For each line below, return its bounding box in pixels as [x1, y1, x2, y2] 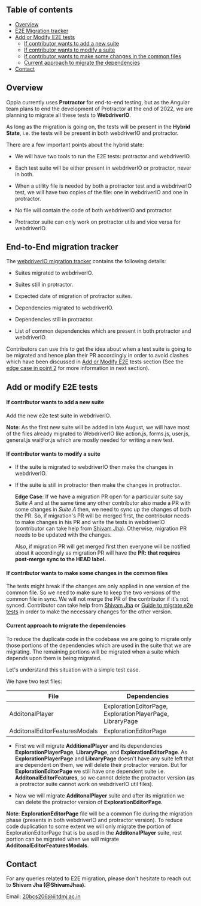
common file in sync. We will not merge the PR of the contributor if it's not [6, 595, 188, 603]
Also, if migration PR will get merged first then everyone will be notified [14, 543, 190, 550]
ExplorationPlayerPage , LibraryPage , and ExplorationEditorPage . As [14, 748, 187, 755]
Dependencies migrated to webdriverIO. [14, 304, 114, 311]
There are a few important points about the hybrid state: [6, 141, 145, 148]
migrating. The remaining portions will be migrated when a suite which [6, 648, 179, 655]
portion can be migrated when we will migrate [6, 835, 120, 842]
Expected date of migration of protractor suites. [14, 293, 133, 300]
